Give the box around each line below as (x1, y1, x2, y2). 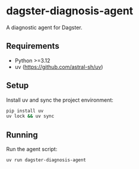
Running (6, 130, 39, 140)
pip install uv (6, 108, 44, 114)
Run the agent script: (6, 146, 58, 153)
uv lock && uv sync (6, 113, 55, 120)
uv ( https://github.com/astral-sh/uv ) (14, 63, 103, 70)
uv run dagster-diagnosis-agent (6, 157, 86, 163)
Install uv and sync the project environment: (6, 96, 114, 104)
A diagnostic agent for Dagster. (6, 24, 83, 31)
